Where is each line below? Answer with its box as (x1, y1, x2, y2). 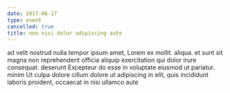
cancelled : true (7, 23, 54, 30)
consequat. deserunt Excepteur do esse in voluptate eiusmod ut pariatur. (7, 63, 215, 71)
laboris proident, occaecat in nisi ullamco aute (7, 78, 139, 87)
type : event (7, 17, 42, 24)
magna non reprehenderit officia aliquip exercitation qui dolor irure (7, 56, 197, 65)
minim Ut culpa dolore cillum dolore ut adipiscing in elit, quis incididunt (7, 71, 209, 79)
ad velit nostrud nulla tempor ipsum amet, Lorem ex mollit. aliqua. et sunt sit (7, 49, 223, 57)
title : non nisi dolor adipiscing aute (7, 29, 123, 37)
